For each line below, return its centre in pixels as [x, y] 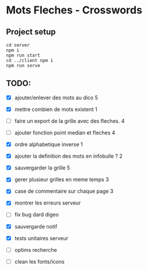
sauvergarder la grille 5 [42, 168]
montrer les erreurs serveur [47, 203]
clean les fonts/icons [40, 261]
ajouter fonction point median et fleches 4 [65, 133]
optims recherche [36, 250]
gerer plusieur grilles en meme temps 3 [61, 179]
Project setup [31, 32]
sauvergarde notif [36, 226]
